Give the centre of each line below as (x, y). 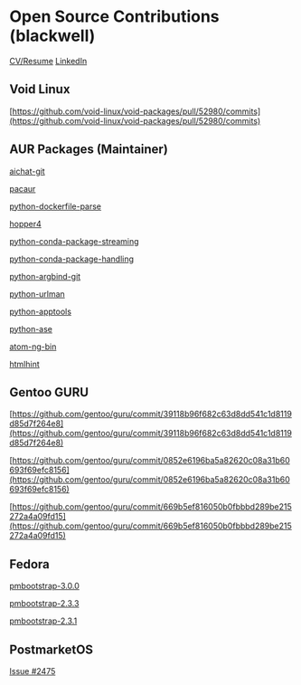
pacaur (23, 188)
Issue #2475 (33, 671)
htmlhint (25, 364)
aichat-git (27, 171)
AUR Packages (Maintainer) (89, 150)
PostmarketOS (51, 649)
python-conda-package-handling (71, 259)
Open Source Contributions (114, 17)
